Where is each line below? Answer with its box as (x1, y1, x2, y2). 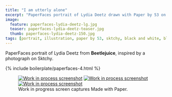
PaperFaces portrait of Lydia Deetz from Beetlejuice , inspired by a (5, 50, 145, 56)
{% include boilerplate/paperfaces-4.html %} (5, 65, 101, 71)
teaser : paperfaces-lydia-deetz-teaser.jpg (10, 27, 104, 32)
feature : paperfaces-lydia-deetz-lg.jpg (10, 21, 97, 27)
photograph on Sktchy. (5, 55, 54, 61)
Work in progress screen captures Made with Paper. (18, 86, 128, 92)
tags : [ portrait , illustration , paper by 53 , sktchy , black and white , (5, 36, 161, 41)
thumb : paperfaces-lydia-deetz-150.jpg (10, 31, 95, 36)
